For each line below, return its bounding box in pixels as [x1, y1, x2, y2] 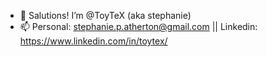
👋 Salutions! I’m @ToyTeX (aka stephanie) [19, 10, 192, 21]
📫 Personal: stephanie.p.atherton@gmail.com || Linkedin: [19, 21, 258, 32]
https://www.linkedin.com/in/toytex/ [19, 35, 168, 47]
